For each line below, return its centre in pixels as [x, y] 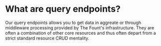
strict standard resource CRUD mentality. [47, 38]
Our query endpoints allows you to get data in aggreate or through [73, 23]
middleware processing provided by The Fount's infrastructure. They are [80, 27]
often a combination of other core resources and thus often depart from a [80, 33]
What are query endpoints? [63, 9]
